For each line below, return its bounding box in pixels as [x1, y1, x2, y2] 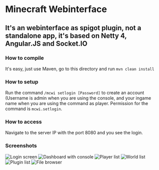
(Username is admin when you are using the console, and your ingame [5, 95, 151, 101]
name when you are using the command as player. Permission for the [5, 101, 148, 107]
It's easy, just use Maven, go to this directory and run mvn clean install [5, 65, 154, 71]
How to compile [5, 54, 44, 61]
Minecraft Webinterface [5, 4, 107, 15]
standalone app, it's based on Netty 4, [5, 31, 127, 40]
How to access [5, 118, 42, 125]
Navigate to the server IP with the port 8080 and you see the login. [5, 130, 143, 136]
